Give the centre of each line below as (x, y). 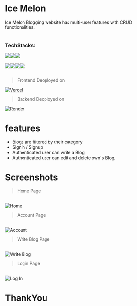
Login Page (28, 264)
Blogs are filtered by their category (47, 142)
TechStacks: (20, 45)
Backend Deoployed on (41, 99)
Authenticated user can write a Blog (48, 153)
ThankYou (26, 298)
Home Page (29, 191)
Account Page (31, 215)
